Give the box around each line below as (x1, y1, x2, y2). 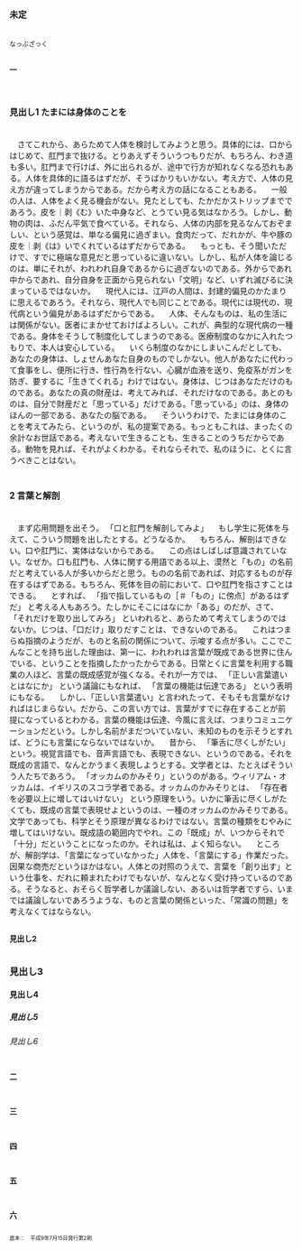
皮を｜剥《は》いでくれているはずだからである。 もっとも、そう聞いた (9, 241, 279, 252)
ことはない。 (32, 455, 81, 466)
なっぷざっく (9, 39, 48, 49)
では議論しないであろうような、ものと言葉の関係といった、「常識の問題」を (9, 894, 290, 905)
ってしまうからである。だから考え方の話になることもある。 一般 (40, 184, 288, 195)
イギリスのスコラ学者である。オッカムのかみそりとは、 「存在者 (48, 782, 288, 792)
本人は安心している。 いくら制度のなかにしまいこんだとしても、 (40, 342, 287, 353)
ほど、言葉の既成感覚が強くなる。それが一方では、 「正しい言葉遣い (32, 669, 288, 680)
